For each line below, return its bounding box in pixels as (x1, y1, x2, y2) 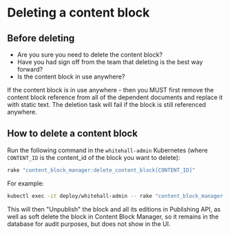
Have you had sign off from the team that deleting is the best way (17, 58, 203, 66)
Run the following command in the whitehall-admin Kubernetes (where (7, 146, 208, 154)
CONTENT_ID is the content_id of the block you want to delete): (7, 153, 180, 161)
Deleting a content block (7, 5, 150, 21)
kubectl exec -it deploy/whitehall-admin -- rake (7, 192, 153, 199)
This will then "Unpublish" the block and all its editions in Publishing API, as (7, 205, 221, 213)
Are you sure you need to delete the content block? (17, 50, 163, 59)
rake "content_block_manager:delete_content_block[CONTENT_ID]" (7, 167, 196, 174)
